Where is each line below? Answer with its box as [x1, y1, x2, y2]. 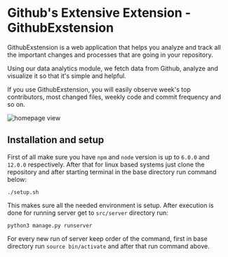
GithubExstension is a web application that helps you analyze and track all [7, 43, 221, 51]
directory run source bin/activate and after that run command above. [7, 242, 210, 250]
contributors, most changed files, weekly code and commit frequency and [7, 93, 221, 101]
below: [7, 175, 27, 183]
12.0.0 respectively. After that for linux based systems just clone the [7, 160, 205, 169]
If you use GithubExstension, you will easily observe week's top [7, 85, 191, 93]
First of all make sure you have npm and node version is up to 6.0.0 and [7, 152, 210, 161]
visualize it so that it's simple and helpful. [7, 72, 126, 80]
